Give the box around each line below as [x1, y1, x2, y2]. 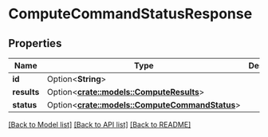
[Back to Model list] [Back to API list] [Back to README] [8, 120, 191, 129]
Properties [8, 37, 62, 50]
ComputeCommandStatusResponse [8, 5, 253, 23]
